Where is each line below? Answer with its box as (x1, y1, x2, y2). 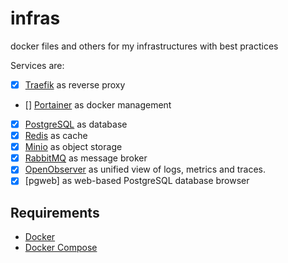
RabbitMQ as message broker (24, 152, 148, 164)
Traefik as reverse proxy (24, 78, 126, 91)
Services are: (10, 59, 65, 71)
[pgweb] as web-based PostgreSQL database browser (24, 175, 250, 187)
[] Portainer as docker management (24, 99, 172, 111)
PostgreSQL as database (24, 118, 128, 130)
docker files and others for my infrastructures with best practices (10, 40, 279, 52)
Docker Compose (24, 242, 98, 254)
